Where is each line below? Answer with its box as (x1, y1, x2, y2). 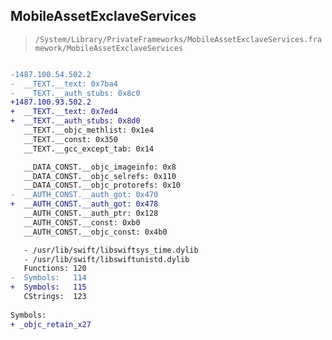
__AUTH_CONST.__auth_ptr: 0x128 (23, 209, 159, 219)
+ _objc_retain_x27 (10, 319, 92, 329)
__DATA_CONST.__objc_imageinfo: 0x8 (23, 162, 177, 172)
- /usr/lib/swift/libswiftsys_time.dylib (23, 245, 199, 255)
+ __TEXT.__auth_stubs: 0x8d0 (10, 116, 141, 126)
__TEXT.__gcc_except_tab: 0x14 (23, 144, 155, 154)
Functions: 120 (23, 264, 87, 274)
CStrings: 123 (23, 292, 87, 302)
